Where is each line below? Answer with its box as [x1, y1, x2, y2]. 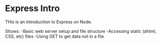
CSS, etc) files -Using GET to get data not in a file [5, 33, 105, 39]
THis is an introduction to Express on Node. [5, 19, 92, 25]
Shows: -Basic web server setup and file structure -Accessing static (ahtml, [5, 28, 157, 34]
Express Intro [5, 3, 60, 14]
